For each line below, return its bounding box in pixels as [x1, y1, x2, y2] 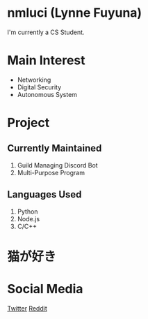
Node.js [17, 214, 40, 223]
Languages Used [7, 188, 82, 200]
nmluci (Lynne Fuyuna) [7, 5, 142, 21]
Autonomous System [17, 90, 78, 98]
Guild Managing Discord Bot [17, 161, 99, 169]
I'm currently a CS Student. [7, 28, 85, 36]
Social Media [7, 281, 83, 297]
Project [7, 115, 50, 131]
